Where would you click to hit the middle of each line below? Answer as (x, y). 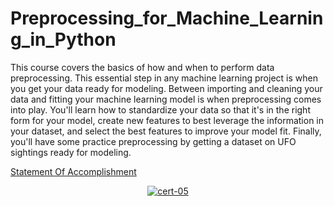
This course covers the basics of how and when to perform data (142, 67)
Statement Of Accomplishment (73, 171)
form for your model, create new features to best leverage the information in (167, 120)
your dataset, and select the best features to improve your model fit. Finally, (166, 131)
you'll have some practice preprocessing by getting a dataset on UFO (153, 141)
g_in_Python (63, 39)
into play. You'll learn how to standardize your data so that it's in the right (160, 109)
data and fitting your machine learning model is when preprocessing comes (166, 99)
